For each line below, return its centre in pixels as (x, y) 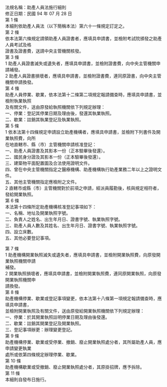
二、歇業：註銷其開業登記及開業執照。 (44, 323)
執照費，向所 (22, 138)
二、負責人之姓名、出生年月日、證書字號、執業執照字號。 (64, 219)
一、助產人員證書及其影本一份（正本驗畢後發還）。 (56, 151)
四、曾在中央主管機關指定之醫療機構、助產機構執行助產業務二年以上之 (77, 169)
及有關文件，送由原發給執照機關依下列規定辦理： (55, 107)
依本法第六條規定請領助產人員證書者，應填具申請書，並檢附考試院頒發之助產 (83, 38)
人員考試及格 (18, 45)
